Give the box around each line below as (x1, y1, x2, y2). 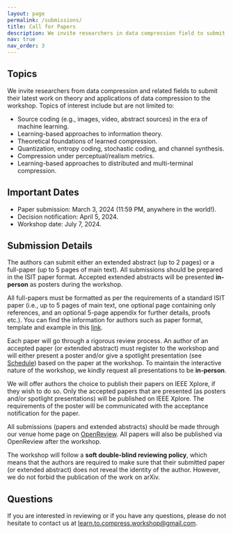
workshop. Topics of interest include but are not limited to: (7, 101, 175, 110)
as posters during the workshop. (29, 281, 123, 289)
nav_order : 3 (7, 42, 45, 49)
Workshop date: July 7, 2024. (17, 219, 102, 228)
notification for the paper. (7, 409, 80, 417)
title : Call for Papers (7, 23, 77, 30)
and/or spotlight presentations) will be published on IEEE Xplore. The (7, 394, 204, 403)
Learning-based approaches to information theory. (17, 129, 163, 137)
